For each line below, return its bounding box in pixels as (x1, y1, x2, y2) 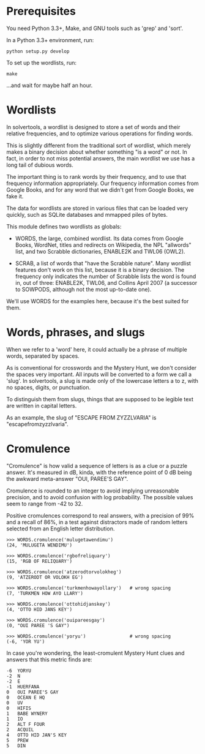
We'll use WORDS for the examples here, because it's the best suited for (6, 297, 189, 304)
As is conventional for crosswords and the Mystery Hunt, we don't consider (6, 364, 197, 371)
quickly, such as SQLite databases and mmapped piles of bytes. (6, 211, 168, 218)
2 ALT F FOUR (6, 721, 45, 727)
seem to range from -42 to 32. (6, 500, 83, 507)
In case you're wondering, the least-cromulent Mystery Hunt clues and (6, 649, 185, 657)
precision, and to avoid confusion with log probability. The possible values (6, 493, 193, 500)
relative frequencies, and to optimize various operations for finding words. (6, 130, 193, 137)
